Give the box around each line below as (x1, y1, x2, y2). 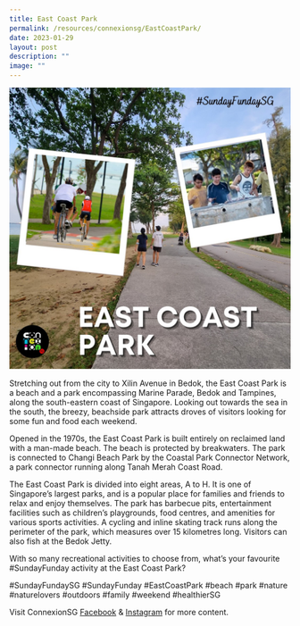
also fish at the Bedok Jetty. (9, 536, 112, 547)
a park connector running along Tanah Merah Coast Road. (9, 462, 223, 472)
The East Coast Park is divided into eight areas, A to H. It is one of (9, 479, 252, 489)
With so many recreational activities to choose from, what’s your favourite (9, 554, 280, 563)
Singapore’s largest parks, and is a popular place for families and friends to (9, 488, 286, 499)
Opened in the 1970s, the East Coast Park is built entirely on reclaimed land (9, 433, 286, 444)
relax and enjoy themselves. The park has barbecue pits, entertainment (9, 498, 272, 508)
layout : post (9, 43, 58, 52)
